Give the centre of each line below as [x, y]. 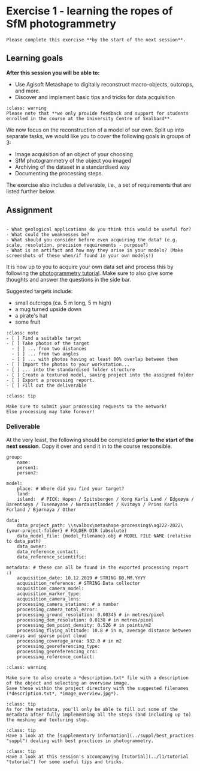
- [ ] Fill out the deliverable [46, 385]
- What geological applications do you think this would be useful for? [99, 229]
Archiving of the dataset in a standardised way [72, 167]
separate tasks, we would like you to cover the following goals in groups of [98, 136]
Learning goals [35, 58]
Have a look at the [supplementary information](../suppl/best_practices [100, 736]
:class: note [22, 333]
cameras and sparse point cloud [46, 636]
